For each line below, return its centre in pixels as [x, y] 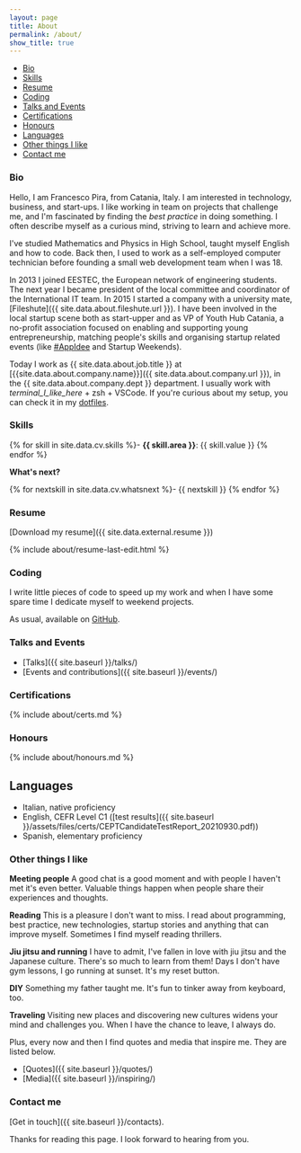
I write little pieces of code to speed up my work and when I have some [142, 592]
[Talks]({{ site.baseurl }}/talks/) [80, 662]
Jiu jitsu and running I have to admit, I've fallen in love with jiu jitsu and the [148, 952]
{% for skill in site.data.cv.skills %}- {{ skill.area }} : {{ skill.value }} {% [139, 445]
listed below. [33, 1051]
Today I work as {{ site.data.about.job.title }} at [96, 364]
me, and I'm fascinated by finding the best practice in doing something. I [144, 216]
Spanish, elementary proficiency [82, 836]
